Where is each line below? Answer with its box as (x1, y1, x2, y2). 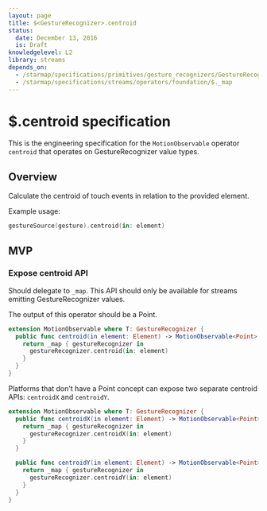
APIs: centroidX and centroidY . (8, 392, 110, 401)
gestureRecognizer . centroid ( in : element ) (29, 347, 169, 355)
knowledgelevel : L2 (8, 48, 73, 56)
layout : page (8, 11, 52, 20)
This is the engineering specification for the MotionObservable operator (8, 138, 240, 148)
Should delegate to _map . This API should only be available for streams (8, 285, 238, 295)
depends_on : (8, 64, 48, 72)
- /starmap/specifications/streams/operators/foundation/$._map (15, 78, 233, 86)
